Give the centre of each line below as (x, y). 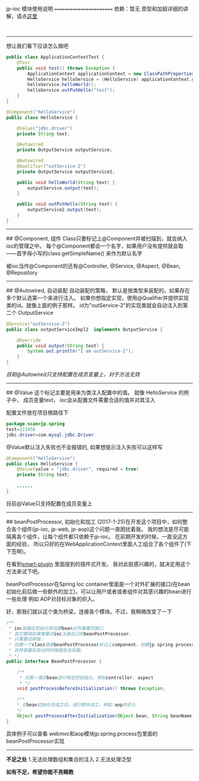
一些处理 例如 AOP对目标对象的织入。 (52, 599)
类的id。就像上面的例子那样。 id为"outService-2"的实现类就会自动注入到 (94, 305)
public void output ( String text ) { (61, 346)
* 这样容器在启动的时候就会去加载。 (46, 650)
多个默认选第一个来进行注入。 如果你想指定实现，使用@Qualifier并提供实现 (98, 298)
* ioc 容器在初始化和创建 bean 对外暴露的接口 (56, 628)
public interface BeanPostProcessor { (54, 661)
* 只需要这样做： (27, 639)
